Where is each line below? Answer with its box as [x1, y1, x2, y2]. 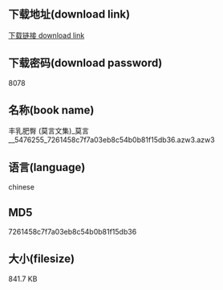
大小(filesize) [8, 252, 75, 266]
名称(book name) [8, 104, 95, 117]
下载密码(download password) [8, 56, 163, 70]
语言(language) [8, 160, 86, 174]
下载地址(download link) [8, 7, 131, 22]
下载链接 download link [8, 31, 85, 40]
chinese [8, 182, 34, 192]
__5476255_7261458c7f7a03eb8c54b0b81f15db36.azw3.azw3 [8, 135, 215, 145]
